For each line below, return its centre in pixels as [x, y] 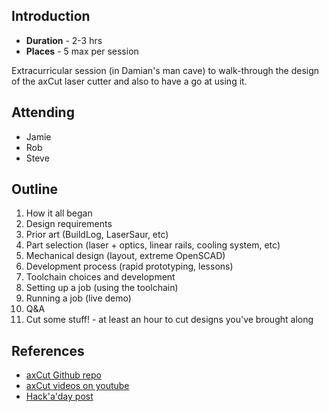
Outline [34, 189]
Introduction [51, 16]
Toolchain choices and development [100, 277]
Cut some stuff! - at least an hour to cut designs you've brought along [169, 320]
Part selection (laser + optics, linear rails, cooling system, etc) [153, 245]
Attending [43, 112]
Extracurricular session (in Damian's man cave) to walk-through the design [165, 70]
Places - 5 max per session [82, 51]
